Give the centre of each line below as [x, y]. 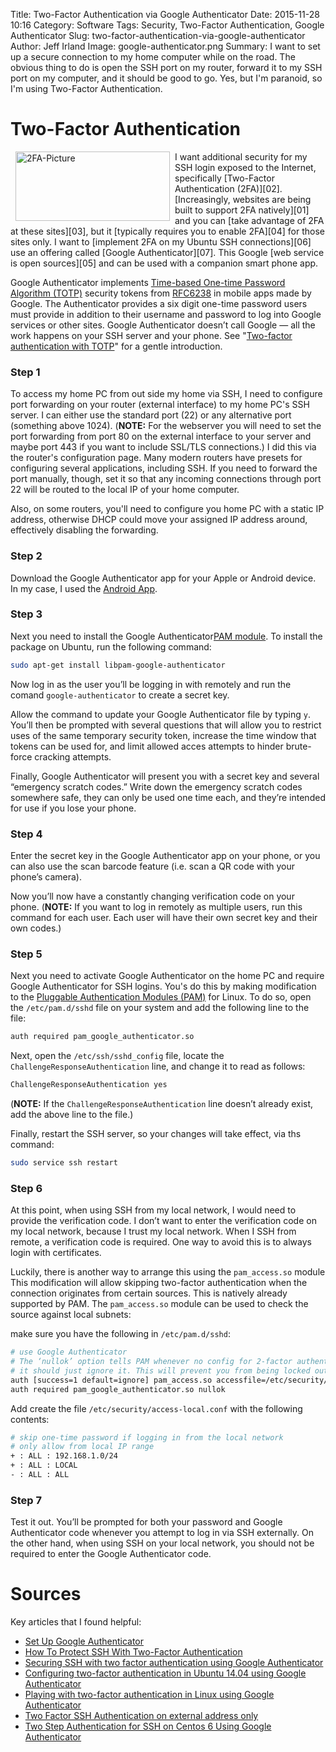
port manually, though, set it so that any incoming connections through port [166, 479]
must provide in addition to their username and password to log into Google [166, 314]
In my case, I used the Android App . [84, 588]
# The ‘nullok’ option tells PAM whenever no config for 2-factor [151, 1362]
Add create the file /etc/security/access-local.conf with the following [156, 1408]
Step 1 [25, 372]
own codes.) [36, 928]
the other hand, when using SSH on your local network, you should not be [162, 1543]
